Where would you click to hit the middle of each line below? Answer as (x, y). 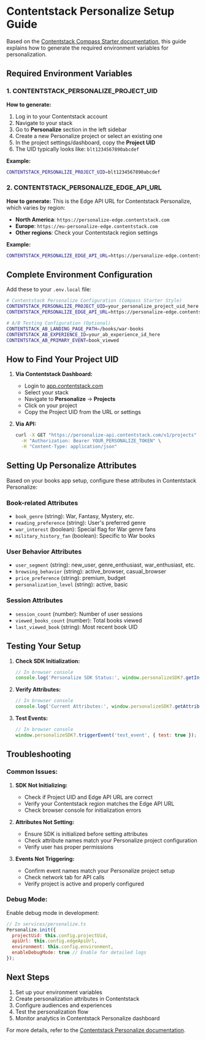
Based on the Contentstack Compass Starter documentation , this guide (96, 41)
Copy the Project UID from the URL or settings (82, 412)
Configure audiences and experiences (63, 1005)
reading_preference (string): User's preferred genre (80, 523)
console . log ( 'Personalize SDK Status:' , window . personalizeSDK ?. (100, 678)
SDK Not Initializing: (41, 785)
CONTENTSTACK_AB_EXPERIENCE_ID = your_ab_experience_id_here (83, 335)
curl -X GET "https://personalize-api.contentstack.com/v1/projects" (106, 435)
